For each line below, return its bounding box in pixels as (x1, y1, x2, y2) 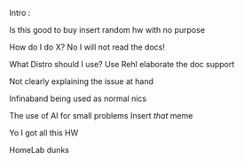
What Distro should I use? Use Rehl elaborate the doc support (9, 59, 235, 69)
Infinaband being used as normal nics (9, 93, 147, 104)
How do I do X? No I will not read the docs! (9, 42, 166, 52)
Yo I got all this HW (9, 127, 79, 138)
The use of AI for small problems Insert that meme (9, 111, 193, 120)
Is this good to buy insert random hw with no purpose (9, 25, 206, 35)
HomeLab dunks (9, 145, 69, 155)
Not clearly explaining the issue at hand (9, 76, 153, 87)
